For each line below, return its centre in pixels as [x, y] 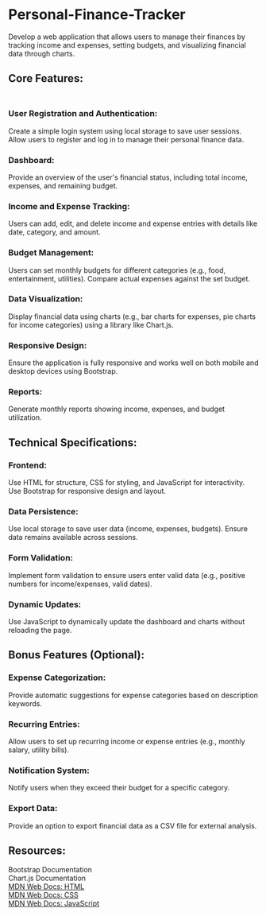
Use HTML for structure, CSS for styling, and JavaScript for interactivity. [127, 483]
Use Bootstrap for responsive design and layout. [87, 491]
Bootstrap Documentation [50, 870]
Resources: [37, 850]
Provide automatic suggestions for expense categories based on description [133, 695]
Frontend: [28, 465]
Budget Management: [51, 253]
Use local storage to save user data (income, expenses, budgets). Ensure [128, 529]
